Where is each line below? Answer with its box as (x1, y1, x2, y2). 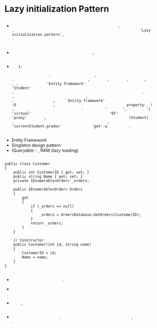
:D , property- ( (11, 103, 153, 108)
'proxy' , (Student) (11, 115, 149, 120)
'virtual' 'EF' (11, 111, 118, 116)
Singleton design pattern (11, 142, 61, 148)
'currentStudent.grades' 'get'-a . (11, 124, 131, 129)
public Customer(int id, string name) (13, 242, 92, 247)
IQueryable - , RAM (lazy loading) (11, 147, 78, 153)
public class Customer (4, 162, 50, 166)
